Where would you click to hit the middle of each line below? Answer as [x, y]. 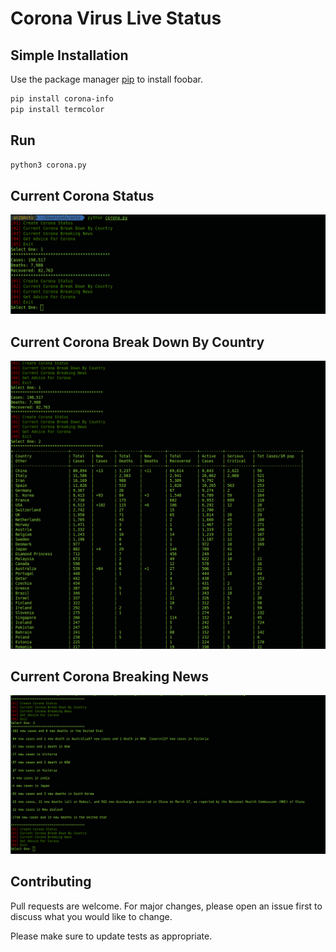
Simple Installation [69, 55]
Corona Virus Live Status [116, 18]
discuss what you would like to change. [91, 916]
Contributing [51, 882]
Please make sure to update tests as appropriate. [111, 936]
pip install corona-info [62, 99]
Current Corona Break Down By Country [137, 342]
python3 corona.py [48, 165]
